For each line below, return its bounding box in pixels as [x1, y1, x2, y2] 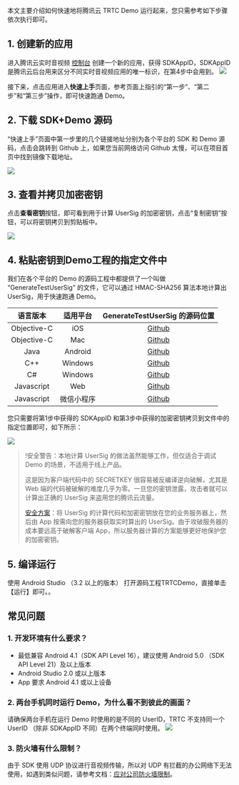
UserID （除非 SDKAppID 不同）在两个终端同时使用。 [7, 724, 164, 733]
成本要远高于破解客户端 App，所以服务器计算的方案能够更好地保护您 [24, 527, 227, 535]
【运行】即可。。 [7, 587, 55, 596]
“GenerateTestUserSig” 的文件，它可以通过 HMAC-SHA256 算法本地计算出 [7, 283, 227, 292]
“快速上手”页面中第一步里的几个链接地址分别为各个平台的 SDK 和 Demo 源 [7, 134, 225, 143]
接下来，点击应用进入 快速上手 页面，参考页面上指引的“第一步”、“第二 [7, 82, 210, 91]
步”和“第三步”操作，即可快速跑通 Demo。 [7, 91, 129, 100]
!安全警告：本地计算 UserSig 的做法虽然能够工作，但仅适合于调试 [24, 452, 216, 460]
